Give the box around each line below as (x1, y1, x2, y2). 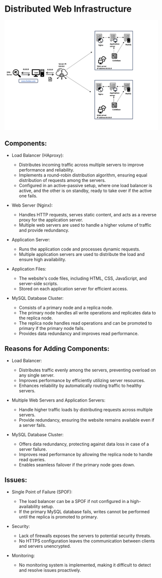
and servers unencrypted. (18, 543, 71, 549)
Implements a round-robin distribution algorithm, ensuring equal (18, 172, 147, 178)
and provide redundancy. (18, 227, 69, 233)
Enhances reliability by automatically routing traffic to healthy (18, 383, 142, 388)
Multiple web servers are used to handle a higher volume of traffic (18, 222, 152, 228)
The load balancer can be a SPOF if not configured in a (18, 498, 129, 504)
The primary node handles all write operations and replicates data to (18, 309, 156, 315)
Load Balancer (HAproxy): (11, 152, 64, 158)
